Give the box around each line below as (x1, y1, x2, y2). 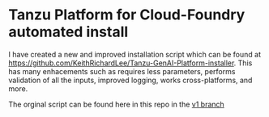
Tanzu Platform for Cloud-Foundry (8, 6, 246, 24)
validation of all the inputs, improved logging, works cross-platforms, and (8, 75, 253, 85)
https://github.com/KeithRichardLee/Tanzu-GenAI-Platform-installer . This (8, 58, 253, 68)
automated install (8, 23, 129, 41)
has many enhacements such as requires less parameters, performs (8, 66, 236, 76)
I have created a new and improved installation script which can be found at (8, 49, 262, 59)
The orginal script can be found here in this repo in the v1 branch (8, 99, 224, 109)
